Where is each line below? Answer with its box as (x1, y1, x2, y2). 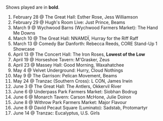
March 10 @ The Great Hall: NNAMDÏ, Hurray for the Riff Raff (13, 35, 138, 41)
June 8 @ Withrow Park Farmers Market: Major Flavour (13, 99, 127, 105)
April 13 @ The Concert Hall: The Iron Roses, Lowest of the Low (13, 51, 145, 57)
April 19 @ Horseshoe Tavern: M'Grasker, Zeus (13, 57, 110, 62)
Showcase (13, 46, 35, 52)
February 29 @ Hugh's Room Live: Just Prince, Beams (13, 20, 125, 25)
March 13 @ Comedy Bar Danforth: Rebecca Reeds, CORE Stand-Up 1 (13, 41, 157, 47)
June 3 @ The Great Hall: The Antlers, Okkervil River (13, 83, 122, 89)
